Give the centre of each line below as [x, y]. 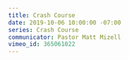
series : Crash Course [44, 30]
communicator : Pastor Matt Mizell [65, 37]
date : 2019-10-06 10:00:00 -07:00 [65, 23]
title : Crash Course [42, 15]
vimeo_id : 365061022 [42, 44]
